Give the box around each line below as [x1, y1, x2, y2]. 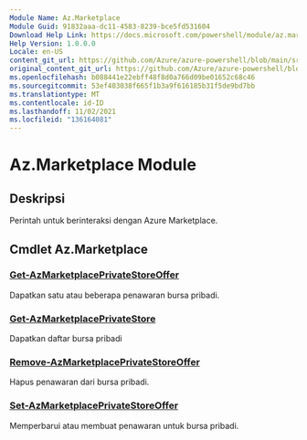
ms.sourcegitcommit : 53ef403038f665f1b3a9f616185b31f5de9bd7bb [9, 81, 256, 90]
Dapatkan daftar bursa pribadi [9, 333, 122, 344]
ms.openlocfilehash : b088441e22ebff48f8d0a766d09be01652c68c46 [9, 73, 256, 82]
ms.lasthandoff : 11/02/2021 [9, 107, 117, 116]
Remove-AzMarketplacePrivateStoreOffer [9, 356, 201, 369]
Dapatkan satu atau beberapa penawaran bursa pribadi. [9, 289, 220, 300]
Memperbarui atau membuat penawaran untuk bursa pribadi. [9, 420, 239, 431]
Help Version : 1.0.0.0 [9, 38, 96, 48]
